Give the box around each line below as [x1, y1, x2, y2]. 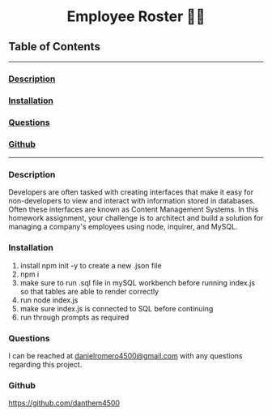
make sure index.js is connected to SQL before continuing [19, 303, 214, 313]
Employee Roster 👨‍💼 [66, 7, 206, 26]
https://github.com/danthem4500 [8, 398, 120, 408]
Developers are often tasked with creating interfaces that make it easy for [8, 187, 253, 197]
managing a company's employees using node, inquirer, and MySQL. [8, 222, 238, 232]
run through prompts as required [19, 312, 130, 322]
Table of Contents [8, 40, 101, 54]
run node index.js [19, 295, 79, 305]
